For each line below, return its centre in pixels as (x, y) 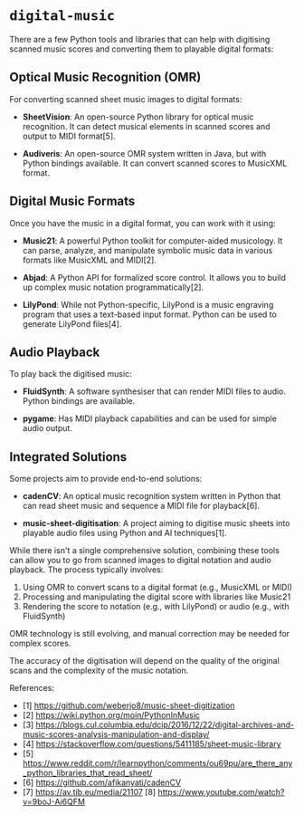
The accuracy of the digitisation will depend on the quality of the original (145, 661)
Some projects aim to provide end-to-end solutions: (106, 479)
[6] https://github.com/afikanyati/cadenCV (102, 782)
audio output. (47, 428)
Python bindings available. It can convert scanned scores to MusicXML (155, 163)
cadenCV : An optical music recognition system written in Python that (152, 496)
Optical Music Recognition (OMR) (105, 77)
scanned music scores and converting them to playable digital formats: (142, 49)
